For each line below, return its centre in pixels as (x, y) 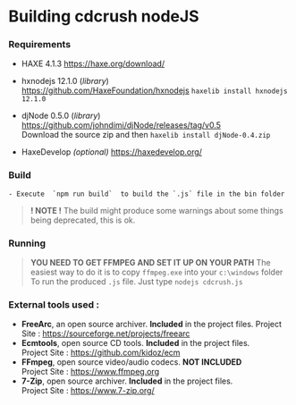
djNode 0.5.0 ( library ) (61, 116)
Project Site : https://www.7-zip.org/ (88, 391)
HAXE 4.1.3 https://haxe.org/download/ (93, 63)
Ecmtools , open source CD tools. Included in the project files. (135, 343)
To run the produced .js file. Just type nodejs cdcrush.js (136, 282)
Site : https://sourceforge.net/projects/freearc (106, 333)
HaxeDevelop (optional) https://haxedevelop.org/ (112, 152)
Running (27, 243)
